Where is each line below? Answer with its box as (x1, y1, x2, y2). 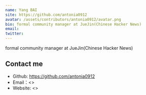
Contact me (5, 59, 43, 69)
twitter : (5, 31, 24, 36)
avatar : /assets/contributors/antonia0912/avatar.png (5, 17, 122, 22)
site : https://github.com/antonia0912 (5, 12, 87, 17)
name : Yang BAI (5, 7, 38, 13)
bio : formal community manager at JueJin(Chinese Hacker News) (5, 21, 142, 27)
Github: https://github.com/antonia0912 (12, 73, 95, 79)
